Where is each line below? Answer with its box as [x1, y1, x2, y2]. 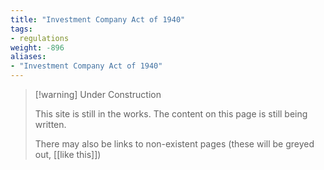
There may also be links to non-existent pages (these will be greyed [34, 138, 315, 150]
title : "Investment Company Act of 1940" [10, 14, 186, 25]
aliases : [10, 52, 47, 62]
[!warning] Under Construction [34, 89, 162, 100]
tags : [10, 24, 33, 34]
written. [34, 119, 67, 130]
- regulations [10, 33, 70, 43]
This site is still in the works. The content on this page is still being [34, 108, 308, 120]
